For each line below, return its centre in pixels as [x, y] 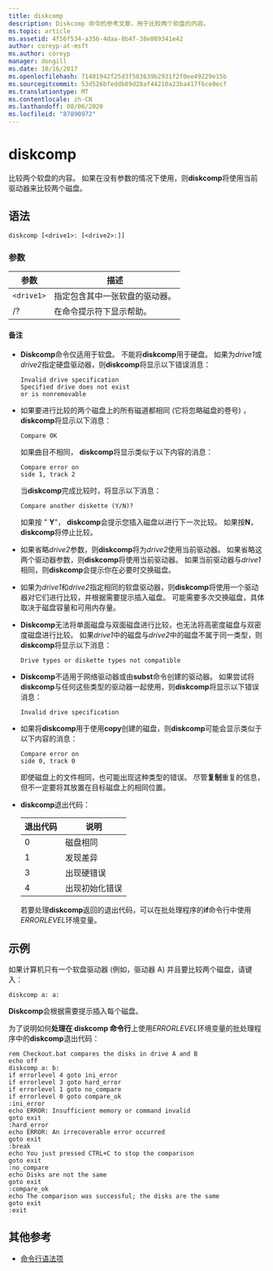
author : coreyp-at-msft [49, 46]
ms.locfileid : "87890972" [52, 115]
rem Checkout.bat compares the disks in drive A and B [103, 1054]
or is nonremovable [53, 394]
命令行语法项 [41, 1258]
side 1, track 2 [48, 475]
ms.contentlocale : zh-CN [50, 99]
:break [19, 1147]
